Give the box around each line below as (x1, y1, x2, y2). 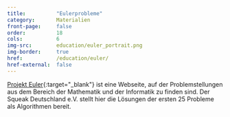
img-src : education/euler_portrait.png (7, 42, 143, 49)
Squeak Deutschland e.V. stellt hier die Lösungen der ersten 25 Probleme (7, 94, 214, 103)
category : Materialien (7, 17, 91, 23)
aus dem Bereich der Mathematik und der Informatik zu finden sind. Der (7, 87, 210, 96)
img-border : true (7, 49, 69, 56)
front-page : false (7, 23, 72, 30)
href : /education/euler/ (7, 55, 109, 62)
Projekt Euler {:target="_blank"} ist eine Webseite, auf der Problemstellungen (7, 80, 223, 88)
